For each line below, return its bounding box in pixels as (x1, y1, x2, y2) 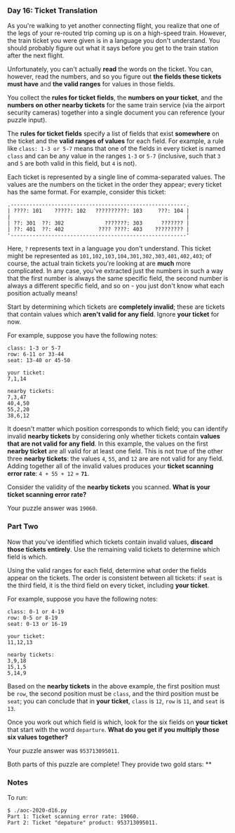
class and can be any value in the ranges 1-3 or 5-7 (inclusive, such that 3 (7, 152, 221, 160)
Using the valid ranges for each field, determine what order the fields (7, 566, 207, 574)
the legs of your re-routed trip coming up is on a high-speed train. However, (7, 29, 227, 37)
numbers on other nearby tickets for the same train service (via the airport (7, 101, 225, 109)
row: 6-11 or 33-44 (7, 351, 65, 358)
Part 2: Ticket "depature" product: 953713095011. (7, 819, 159, 826)
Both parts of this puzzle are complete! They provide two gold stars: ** (7, 760, 212, 768)
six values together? (7, 733, 68, 741)
